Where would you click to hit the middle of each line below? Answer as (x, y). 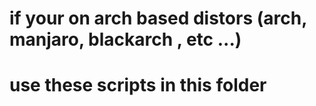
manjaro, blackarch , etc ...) (125, 39)
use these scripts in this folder (138, 85)
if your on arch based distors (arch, (158, 18)
